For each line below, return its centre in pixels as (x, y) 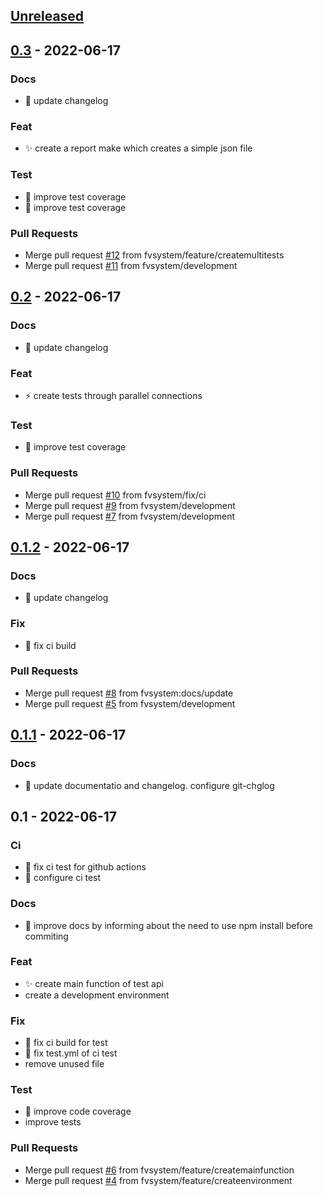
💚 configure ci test (63, 878)
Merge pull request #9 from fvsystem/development (130, 505)
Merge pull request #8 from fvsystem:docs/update (129, 693)
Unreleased (47, 16)
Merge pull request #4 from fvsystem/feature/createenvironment (158, 1180)
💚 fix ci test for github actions (85, 867)
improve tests (53, 1122)
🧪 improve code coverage (78, 1111)
